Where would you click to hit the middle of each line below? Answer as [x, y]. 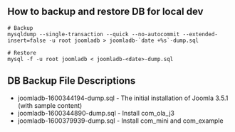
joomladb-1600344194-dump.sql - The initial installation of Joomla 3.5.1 [123, 98]
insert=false [27, 40]
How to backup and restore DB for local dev [105, 12]
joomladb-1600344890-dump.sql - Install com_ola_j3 [96, 113]
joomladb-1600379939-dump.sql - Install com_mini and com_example [120, 121]
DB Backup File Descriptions [72, 81]
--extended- [200, 34]
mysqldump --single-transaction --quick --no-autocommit [94, 34]
